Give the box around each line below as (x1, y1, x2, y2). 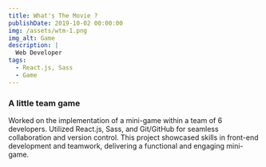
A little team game (8, 97, 81, 109)
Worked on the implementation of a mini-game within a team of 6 (8, 115, 223, 125)
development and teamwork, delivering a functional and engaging (8, 141, 225, 150)
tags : (8, 57, 26, 65)
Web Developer (15, 49, 62, 57)
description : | (8, 42, 59, 50)
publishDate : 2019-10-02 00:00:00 (8, 19, 124, 27)
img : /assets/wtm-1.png (8, 26, 88, 34)
